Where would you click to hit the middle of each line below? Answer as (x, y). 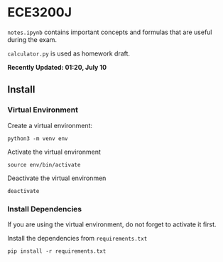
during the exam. (32, 39)
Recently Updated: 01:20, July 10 (57, 67)
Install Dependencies (45, 209)
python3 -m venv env (38, 138)
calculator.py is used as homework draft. (69, 53)
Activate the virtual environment (54, 152)
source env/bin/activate (44, 164)
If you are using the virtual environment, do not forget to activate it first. (112, 224)
